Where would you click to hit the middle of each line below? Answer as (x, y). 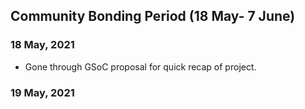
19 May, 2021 (42, 92)
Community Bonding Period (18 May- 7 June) (153, 16)
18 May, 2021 (42, 45)
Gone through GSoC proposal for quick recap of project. (140, 66)
